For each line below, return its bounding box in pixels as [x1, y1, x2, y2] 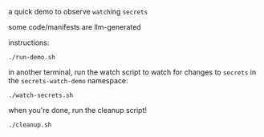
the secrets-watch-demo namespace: [8, 76, 128, 85]
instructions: [8, 38, 50, 47]
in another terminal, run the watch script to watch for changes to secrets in [8, 67, 257, 77]
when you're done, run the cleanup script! [8, 106, 147, 115]
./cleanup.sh [8, 121, 52, 129]
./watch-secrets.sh [8, 91, 74, 99]
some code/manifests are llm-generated [8, 22, 142, 31]
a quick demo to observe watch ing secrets [8, 7, 148, 16]
